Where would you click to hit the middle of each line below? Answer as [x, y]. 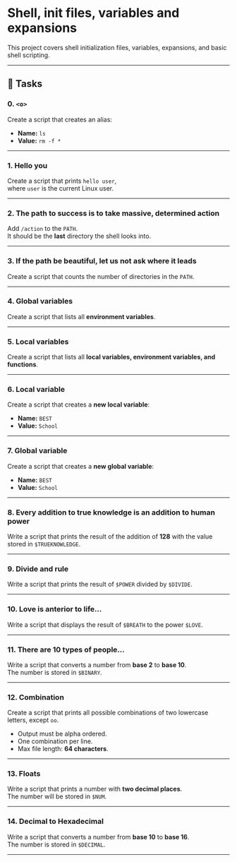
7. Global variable [37, 451]
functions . [23, 364]
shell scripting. [29, 55]
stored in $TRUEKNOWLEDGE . [44, 544]
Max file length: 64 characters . [63, 749]
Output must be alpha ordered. [62, 734]
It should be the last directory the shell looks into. [79, 236]
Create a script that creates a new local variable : [79, 405]
